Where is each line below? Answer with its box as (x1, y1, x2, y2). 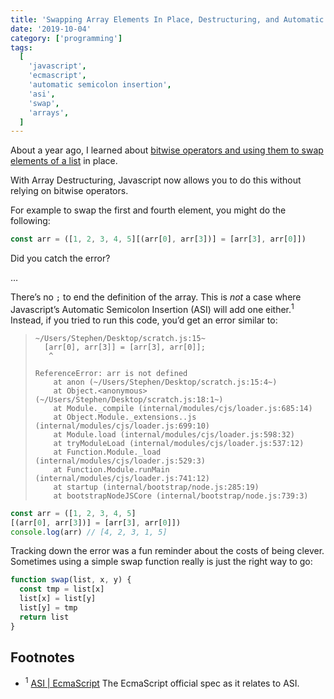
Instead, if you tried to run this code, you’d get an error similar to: (10, 314, 278, 326)
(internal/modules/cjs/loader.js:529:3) (34, 456, 206, 466)
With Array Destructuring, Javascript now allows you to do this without (10, 174, 302, 186)
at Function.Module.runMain (53, 464, 170, 475)
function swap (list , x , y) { (10, 575, 132, 585)
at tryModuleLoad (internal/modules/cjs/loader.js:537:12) (53, 438, 305, 448)
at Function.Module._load (53, 447, 162, 457)
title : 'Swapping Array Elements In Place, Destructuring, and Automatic (10, 14, 325, 25)
